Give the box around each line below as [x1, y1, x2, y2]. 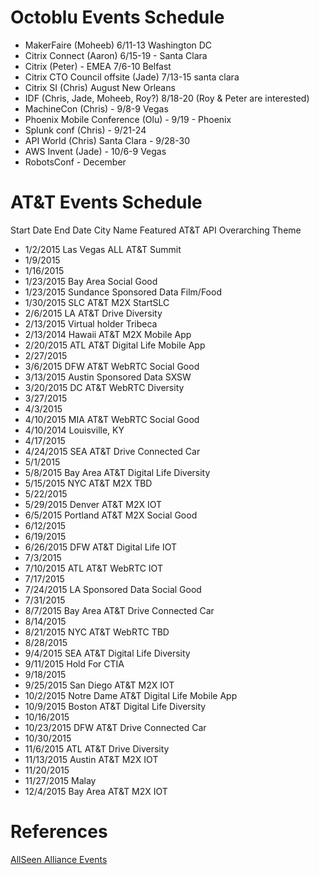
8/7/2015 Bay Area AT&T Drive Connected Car [24, 604, 215, 616]
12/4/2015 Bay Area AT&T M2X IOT [24, 785, 168, 797]
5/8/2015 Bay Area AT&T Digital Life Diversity [24, 466, 211, 478]
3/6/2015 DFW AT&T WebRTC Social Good [24, 360, 200, 372]
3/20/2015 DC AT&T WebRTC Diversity [24, 381, 185, 393]
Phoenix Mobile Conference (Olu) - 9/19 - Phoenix [24, 113, 232, 125]
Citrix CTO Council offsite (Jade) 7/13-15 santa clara [24, 71, 240, 83]
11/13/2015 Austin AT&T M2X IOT [24, 753, 159, 765]
